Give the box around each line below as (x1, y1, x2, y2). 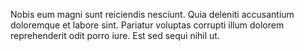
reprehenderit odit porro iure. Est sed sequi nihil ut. (10, 30, 220, 41)
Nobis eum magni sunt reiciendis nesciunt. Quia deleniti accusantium (10, 9, 295, 20)
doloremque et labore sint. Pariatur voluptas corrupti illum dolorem (10, 19, 285, 31)
